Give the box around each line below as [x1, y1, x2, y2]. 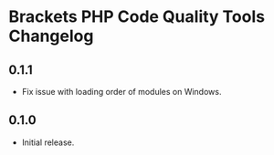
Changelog [8, 26, 94, 46]
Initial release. [21, 137, 75, 148]
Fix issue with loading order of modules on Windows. [21, 87, 222, 97]
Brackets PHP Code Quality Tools [8, 6, 266, 27]
